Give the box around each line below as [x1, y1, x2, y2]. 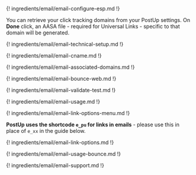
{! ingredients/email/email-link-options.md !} [6, 139, 114, 146]
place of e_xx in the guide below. [6, 128, 86, 134]
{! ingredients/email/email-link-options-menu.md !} [6, 110, 130, 116]
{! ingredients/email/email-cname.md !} [6, 52, 102, 59]
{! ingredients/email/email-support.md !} [6, 162, 105, 168]
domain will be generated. [6, 29, 70, 36]
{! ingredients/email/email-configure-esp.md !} [6, 5, 120, 12]
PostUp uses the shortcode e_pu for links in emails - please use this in [6, 121, 179, 128]
